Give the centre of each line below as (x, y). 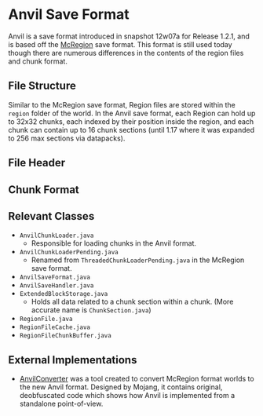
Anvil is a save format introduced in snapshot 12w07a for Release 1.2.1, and (129, 36)
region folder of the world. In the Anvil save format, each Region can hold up (132, 113)
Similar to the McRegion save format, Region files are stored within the (122, 104)
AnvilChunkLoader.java (57, 236)
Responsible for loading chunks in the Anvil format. (114, 243)
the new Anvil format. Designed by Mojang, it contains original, (121, 387)
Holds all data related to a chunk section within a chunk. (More (132, 302)
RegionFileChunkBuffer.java (65, 336)
